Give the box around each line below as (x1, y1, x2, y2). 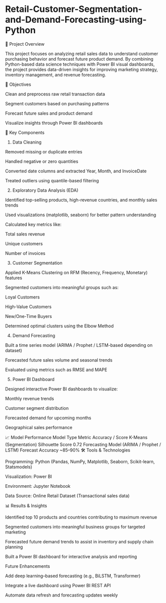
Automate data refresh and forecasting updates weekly (5, 592, 118, 598)
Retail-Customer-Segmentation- (5, 3, 143, 15)
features (5, 275, 22, 281)
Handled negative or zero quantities (5, 158, 79, 164)
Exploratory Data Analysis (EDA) (12, 187, 79, 193)
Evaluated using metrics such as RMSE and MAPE (5, 367, 108, 373)
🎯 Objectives (5, 81, 31, 87)
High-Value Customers (5, 303, 52, 309)
